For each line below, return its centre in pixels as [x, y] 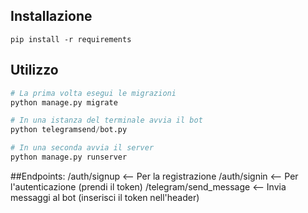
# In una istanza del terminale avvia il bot [106, 120]
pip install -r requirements [71, 39]
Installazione [51, 16]
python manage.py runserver [69, 157]
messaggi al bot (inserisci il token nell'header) [105, 197]
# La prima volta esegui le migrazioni [93, 93]
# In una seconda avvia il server [82, 148]
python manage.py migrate [64, 102]
